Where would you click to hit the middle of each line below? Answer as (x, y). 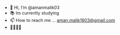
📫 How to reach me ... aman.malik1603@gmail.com (62, 20)
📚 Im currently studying (34, 13)
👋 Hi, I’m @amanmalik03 (35, 8)
